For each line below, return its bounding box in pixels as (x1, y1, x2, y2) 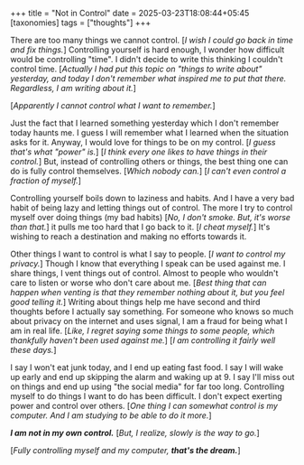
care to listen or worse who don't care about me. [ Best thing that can (10, 277, 267, 288)
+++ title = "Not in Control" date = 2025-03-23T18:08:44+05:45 (10, 8, 250, 18)
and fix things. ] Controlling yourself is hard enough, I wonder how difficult (10, 44, 285, 55)
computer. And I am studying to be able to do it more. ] (10, 410, 212, 421)
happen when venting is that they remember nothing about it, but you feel (10, 287, 285, 297)
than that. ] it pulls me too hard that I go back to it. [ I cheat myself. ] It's (10, 221, 271, 232)
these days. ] (10, 345, 57, 355)
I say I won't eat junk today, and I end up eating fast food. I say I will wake (10, 362, 283, 373)
